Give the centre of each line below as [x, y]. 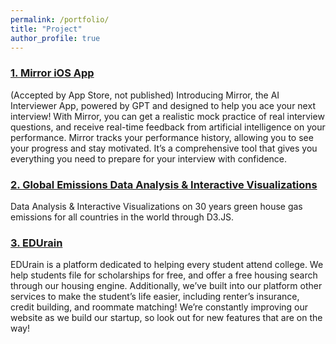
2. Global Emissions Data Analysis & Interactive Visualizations [164, 184]
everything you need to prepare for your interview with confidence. [149, 158]
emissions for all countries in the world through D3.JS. [122, 217]
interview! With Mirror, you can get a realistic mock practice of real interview [167, 116]
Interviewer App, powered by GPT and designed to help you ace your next [163, 105]
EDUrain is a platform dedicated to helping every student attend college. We [167, 265]
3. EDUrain [36, 243]
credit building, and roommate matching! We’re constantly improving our [159, 307]
